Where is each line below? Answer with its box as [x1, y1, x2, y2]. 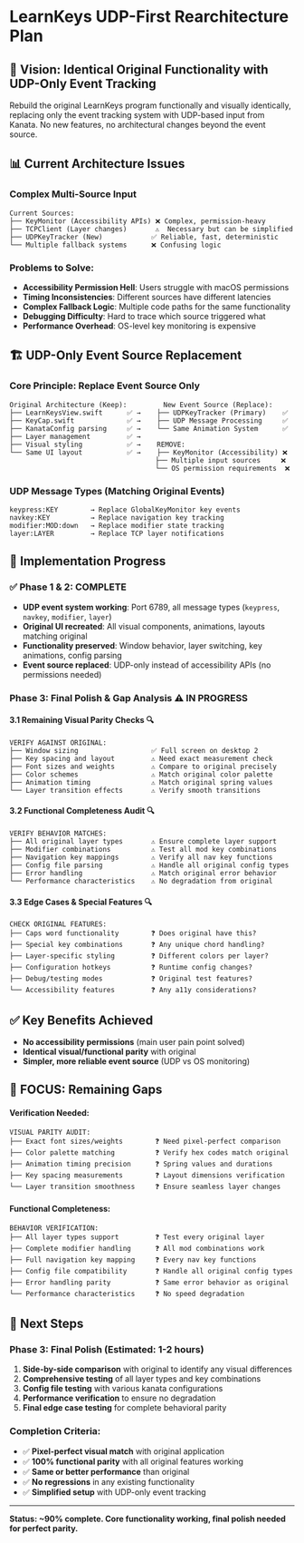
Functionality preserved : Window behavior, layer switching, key [22, 640, 262, 650]
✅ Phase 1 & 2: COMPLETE [9, 581, 127, 593]
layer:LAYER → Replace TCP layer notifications [9, 529, 224, 538]
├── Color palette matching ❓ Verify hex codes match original [9, 1147, 290, 1157]
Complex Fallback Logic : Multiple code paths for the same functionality [22, 301, 291, 312]
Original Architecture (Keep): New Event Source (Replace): [9, 400, 273, 409]
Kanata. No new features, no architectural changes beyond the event [9, 120, 266, 130]
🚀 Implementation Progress [9, 553, 166, 569]
